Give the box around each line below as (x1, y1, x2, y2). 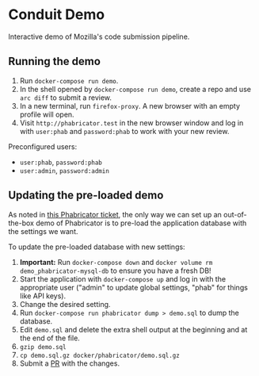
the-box (8, 218, 34, 228)
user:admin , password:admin (19, 165, 109, 175)
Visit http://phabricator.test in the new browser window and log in (19, 117, 244, 128)
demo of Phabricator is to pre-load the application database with (35, 218, 247, 228)
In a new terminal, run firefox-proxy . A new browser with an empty (19, 101, 240, 110)
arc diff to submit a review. (19, 93, 112, 102)
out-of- (223, 209, 247, 219)
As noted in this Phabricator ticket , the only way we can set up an (8, 209, 222, 219)
